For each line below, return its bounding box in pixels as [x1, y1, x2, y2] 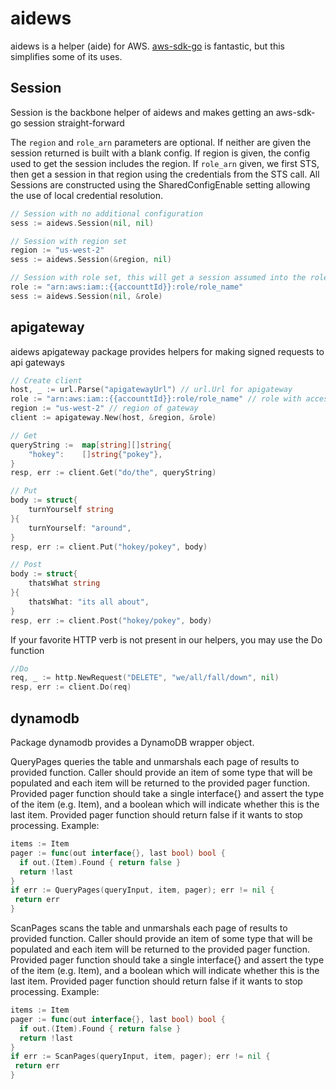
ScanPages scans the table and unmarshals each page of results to [10, 922, 288, 934]
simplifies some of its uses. [10, 50, 123, 62]
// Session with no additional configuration [10, 208, 203, 219]
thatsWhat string [28, 578, 101, 589]
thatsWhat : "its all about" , [28, 597, 150, 607]
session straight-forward [23, 117, 125, 129]
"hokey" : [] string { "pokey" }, [28, 449, 163, 459]
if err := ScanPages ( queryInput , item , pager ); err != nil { [10, 1052, 271, 1062]
